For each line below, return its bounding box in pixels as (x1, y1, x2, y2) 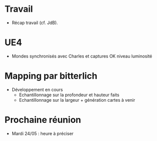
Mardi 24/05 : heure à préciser (11, 130, 74, 136)
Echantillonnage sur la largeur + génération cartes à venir (19, 97, 135, 103)
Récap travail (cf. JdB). (11, 20, 58, 26)
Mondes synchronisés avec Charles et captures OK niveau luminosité (11, 53, 153, 59)
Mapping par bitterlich (4, 70, 98, 82)
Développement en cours (11, 86, 63, 92)
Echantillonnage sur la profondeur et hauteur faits (19, 92, 120, 98)
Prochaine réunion (4, 114, 81, 125)
